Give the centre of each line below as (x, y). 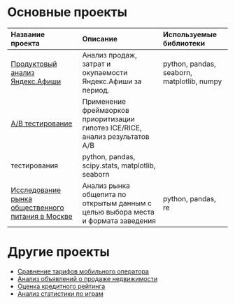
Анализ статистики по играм (60, 293)
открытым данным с (117, 203)
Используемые (190, 34)
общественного (37, 208)
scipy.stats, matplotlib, (119, 165)
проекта (25, 43)
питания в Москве (42, 216)
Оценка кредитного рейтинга (61, 286)
